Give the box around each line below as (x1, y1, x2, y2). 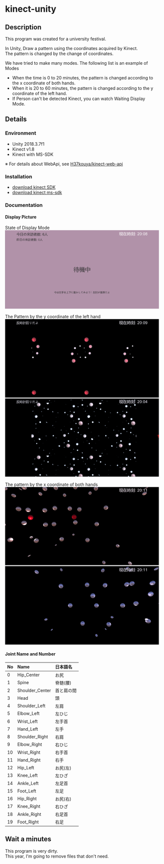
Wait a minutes (5, 835, 52, 843)
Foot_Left (17, 788, 37, 794)
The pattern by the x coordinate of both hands (5, 482, 98, 487)
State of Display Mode (5, 225, 50, 231)
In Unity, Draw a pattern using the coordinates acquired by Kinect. (5, 46, 138, 51)
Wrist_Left (17, 718, 38, 724)
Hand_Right (17, 757, 41, 763)
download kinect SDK (12, 184, 56, 190)
